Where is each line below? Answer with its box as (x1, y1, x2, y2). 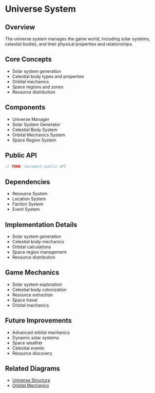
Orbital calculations (12, 244, 51, 250)
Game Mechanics (5, 268, 59, 277)
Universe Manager (12, 116, 50, 122)
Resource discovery (12, 350, 53, 356)
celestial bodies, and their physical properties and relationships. (5, 41, 134, 47)
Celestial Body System (12, 126, 58, 133)
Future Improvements (5, 317, 72, 325)
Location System (12, 196, 46, 202)
